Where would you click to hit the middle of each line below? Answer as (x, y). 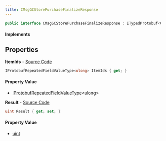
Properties (22, 50)
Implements (18, 35)
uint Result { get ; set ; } (33, 111)
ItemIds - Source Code (29, 62)
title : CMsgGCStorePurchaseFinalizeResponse (52, 10)
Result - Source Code (27, 102)
